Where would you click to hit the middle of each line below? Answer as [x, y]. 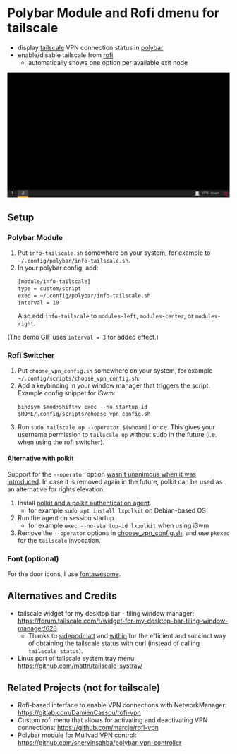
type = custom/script [49, 289]
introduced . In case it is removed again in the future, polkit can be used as [115, 481]
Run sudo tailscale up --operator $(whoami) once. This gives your [116, 427]
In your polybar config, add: [58, 268]
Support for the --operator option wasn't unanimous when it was [102, 474]
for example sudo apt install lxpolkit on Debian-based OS [117, 510]
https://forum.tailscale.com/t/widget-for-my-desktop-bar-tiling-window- [123, 621]
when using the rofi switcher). [61, 442]
